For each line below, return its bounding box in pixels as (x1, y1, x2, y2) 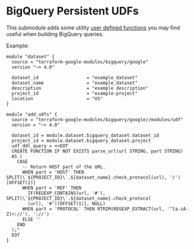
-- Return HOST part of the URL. (22, 164, 106, 170)
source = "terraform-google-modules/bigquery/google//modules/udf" (11, 116, 184, 122)
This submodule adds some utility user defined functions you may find (6, 24, 180, 31)
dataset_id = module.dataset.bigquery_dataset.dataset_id (11, 132, 160, 139)
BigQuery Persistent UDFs (6, 4, 139, 18)
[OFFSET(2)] (6, 179, 36, 185)
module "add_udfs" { (6, 111, 58, 118)
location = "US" (11, 95, 103, 101)
